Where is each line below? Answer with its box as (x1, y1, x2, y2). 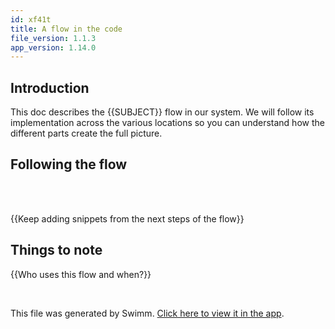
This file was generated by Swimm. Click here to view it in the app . (10, 307, 285, 319)
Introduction (10, 79, 90, 96)
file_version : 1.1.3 (10, 33, 97, 43)
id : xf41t (10, 14, 52, 25)
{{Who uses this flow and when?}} (10, 268, 152, 280)
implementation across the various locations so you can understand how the (10, 117, 325, 129)
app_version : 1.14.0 (10, 42, 97, 53)
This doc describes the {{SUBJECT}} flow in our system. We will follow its (10, 106, 315, 118)
